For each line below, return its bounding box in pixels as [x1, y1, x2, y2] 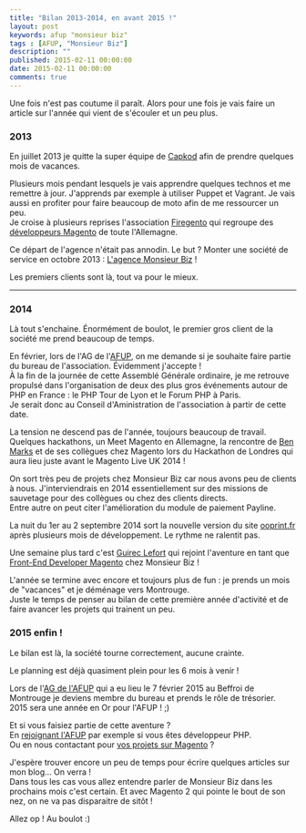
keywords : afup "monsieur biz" [9, 30, 128, 39]
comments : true [9, 73, 67, 82]
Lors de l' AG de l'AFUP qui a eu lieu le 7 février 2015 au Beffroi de [9, 683, 255, 694]
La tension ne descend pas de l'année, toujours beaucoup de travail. [9, 427, 267, 437]
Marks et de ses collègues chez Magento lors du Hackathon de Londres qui [9, 446, 294, 457]
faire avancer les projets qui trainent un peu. [9, 603, 176, 615]
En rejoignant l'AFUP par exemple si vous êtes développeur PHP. [9, 729, 252, 740]
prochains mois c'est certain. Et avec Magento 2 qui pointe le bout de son [9, 786, 286, 797]
